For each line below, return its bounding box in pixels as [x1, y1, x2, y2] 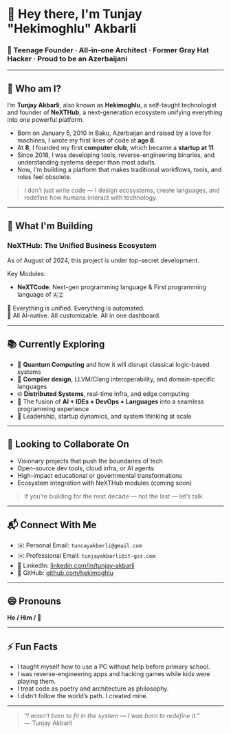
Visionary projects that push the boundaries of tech [16, 457, 164, 465]
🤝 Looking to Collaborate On [7, 439, 129, 450]
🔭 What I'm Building [7, 220, 93, 231]
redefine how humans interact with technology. [23, 193, 158, 202]
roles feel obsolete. [16, 173, 72, 181]
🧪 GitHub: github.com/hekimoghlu [16, 569, 113, 577]
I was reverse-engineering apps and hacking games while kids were [16, 670, 211, 678]
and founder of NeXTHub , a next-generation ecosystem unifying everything [7, 108, 223, 116]
